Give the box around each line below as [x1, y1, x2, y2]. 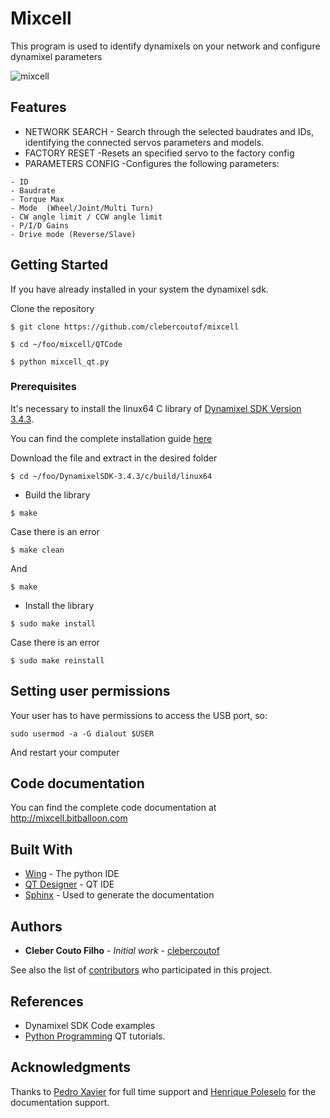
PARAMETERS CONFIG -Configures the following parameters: [24, 157, 280, 169]
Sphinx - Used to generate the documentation [24, 889, 215, 901]
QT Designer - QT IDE [24, 878, 115, 891]
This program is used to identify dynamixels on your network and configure [10, 40, 321, 52]
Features [10, 99, 67, 116]
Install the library [24, 599, 95, 611]
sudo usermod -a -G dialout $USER [10, 728, 155, 739]
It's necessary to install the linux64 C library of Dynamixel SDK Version [10, 402, 302, 414]
